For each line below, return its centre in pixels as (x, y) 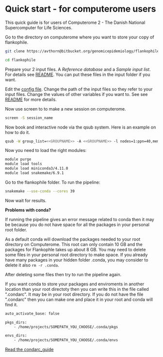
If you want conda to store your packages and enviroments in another (75, 284)
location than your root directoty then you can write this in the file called (77, 289)
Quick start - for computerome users (81, 9)
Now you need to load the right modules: (46, 150)
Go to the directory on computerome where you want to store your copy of (80, 37)
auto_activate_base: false (32, 313)
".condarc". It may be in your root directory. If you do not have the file (74, 294)
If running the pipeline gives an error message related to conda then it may (80, 219)
